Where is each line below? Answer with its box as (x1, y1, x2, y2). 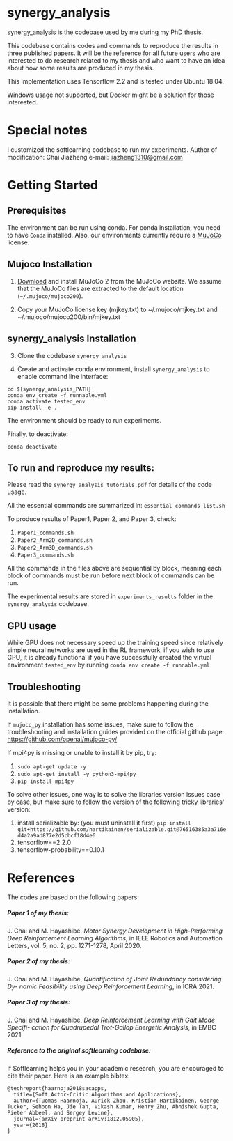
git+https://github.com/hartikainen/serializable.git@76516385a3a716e (17, 825, 227, 833)
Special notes (7, 123, 88, 139)
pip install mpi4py (17, 778, 74, 785)
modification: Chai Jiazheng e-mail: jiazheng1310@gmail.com (7, 153, 183, 161)
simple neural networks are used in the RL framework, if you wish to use (7, 646, 214, 654)
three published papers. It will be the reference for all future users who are (7, 49, 220, 57)
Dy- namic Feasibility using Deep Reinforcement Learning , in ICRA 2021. (7, 982, 214, 991)
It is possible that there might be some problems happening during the (7, 699, 209, 708)
